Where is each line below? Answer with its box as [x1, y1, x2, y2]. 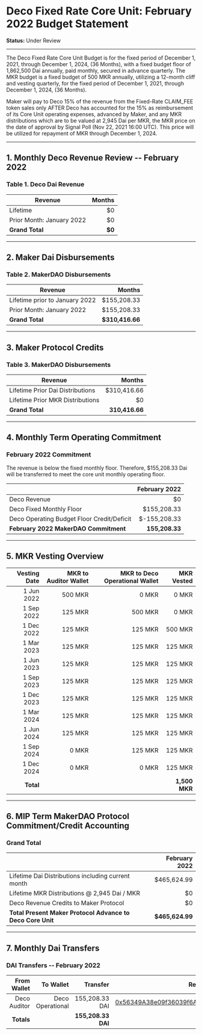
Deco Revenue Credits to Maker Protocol [9, 899, 124, 908]
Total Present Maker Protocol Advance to [9, 909, 130, 917]
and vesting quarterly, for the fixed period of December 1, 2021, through [6, 79, 185, 87]
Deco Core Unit [9, 916, 54, 924]
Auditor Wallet [46, 576, 89, 585]
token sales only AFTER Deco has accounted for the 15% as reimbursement [6, 104, 194, 111]
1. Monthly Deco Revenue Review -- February [6, 153, 179, 163]
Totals [11, 1015, 30, 1024]
